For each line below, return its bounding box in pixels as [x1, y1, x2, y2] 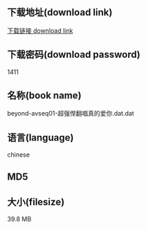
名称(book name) [7, 90, 82, 102]
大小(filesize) [7, 196, 64, 208]
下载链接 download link [7, 26, 73, 35]
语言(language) [7, 132, 74, 143]
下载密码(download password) [7, 49, 141, 61]
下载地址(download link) [7, 6, 113, 19]
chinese [7, 150, 30, 159]
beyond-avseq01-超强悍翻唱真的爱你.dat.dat [7, 109, 135, 118]
